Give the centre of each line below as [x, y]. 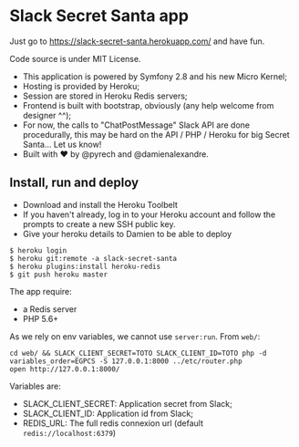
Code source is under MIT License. [75, 58]
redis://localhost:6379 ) [69, 432]
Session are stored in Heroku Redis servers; [105, 96]
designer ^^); [47, 115]
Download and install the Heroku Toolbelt [100, 204]
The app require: [41, 291]
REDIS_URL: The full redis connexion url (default [113, 423]
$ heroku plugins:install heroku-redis [85, 266]
